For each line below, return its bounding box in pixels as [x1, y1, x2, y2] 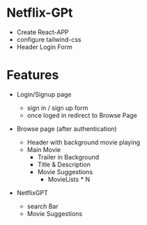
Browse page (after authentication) [16, 124, 117, 133]
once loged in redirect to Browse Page [26, 111, 137, 119]
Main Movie [26, 145, 61, 154]
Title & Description [37, 160, 91, 169]
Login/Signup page [16, 90, 72, 98]
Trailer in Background [37, 153, 100, 161]
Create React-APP [16, 28, 69, 36]
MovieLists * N [47, 175, 91, 183]
